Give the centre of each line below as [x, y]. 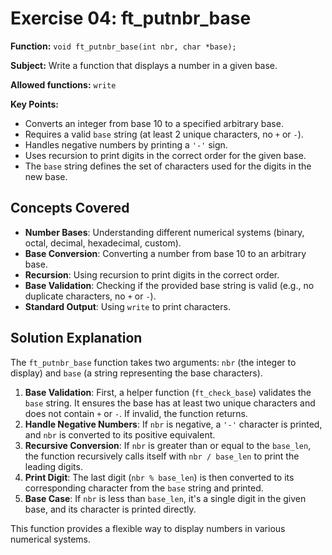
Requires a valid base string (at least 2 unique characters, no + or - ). [164, 134]
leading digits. [53, 466]
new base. [46, 176]
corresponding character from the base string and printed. [144, 488]
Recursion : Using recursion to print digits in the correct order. [152, 274]
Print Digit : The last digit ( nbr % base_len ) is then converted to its [159, 477]
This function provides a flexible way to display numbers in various [148, 528]
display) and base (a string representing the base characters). [136, 373]
